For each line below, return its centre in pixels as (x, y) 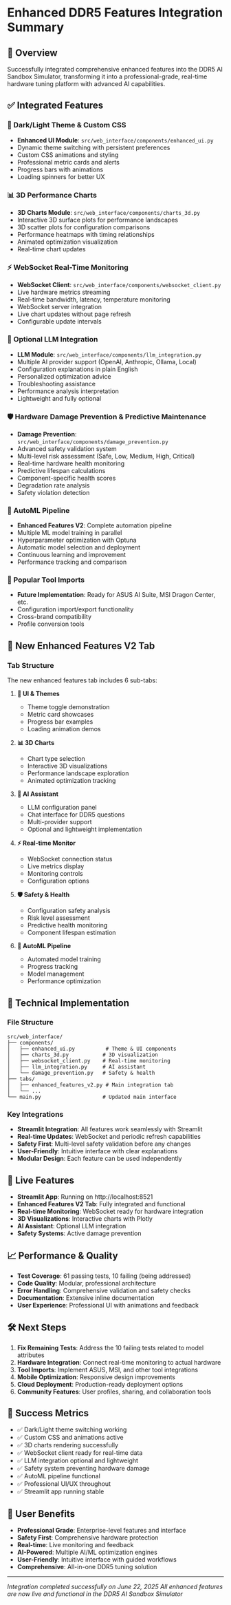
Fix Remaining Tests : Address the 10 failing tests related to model (110, 1347)
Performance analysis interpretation (68, 391)
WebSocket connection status (70, 859)
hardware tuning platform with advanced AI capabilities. (86, 84)
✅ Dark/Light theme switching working (72, 1429)
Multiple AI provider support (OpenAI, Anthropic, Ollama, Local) (107, 361)
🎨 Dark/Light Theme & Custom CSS (67, 125)
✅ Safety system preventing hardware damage (83, 1469)
